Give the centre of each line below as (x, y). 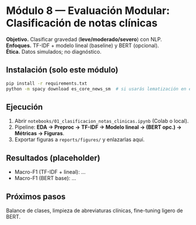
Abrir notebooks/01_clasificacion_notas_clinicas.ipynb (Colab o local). (101, 121)
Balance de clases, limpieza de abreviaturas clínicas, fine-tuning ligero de (94, 210)
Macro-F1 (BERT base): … (45, 178)
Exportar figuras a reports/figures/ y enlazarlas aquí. (79, 140)
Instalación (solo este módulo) (62, 70)
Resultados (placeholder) (53, 158)
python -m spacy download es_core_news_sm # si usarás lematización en (96, 89)
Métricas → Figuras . (39, 133)
